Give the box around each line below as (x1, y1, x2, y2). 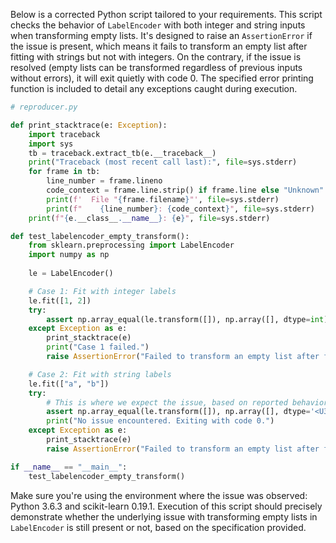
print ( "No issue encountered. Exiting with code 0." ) (46, 416, 275, 426)
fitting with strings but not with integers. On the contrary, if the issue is (10, 51, 302, 63)
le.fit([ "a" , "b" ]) (28, 379, 110, 389)
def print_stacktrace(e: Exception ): (10, 120, 168, 130)
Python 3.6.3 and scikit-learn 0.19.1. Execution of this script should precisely (10, 500, 323, 512)
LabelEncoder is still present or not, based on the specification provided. (10, 521, 307, 533)
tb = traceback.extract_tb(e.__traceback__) (28, 148, 217, 158)
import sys (28, 139, 74, 149)
